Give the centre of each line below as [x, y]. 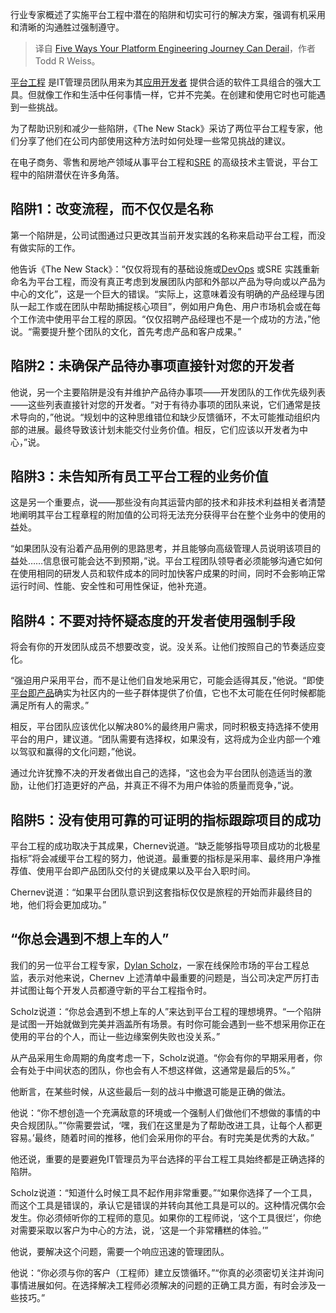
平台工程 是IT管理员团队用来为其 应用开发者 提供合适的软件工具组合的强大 [161, 82]
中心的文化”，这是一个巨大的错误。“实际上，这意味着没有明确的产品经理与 [163, 294]
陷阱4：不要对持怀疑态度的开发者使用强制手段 [153, 620]
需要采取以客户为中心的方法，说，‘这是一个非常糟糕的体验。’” [143, 1230]
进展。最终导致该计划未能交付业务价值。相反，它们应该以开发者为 [163, 429]
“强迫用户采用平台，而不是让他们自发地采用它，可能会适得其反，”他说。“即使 [167, 680]
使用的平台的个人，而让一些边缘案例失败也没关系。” [115, 1036]
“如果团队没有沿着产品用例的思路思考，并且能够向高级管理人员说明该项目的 [166, 549]
